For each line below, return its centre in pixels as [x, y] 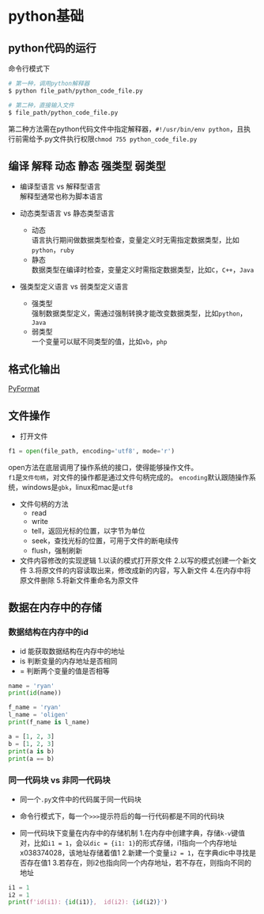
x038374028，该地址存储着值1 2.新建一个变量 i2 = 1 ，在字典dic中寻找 [134, 852]
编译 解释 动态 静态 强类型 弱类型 [87, 166]
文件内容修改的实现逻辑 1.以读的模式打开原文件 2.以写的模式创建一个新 [134, 560]
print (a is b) [32, 751]
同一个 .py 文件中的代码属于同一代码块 [81, 799]
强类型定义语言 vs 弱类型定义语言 [74, 287]
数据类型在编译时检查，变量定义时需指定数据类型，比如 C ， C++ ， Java [143, 270]
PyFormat [24, 388]
